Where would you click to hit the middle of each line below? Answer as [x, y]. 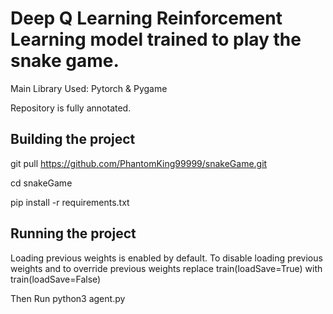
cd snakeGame [41, 183]
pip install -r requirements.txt [70, 202]
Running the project [73, 233]
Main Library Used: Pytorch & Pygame [89, 88]
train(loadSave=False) [56, 279]
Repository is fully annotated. [71, 108]
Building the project [73, 139]
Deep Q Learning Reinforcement [146, 18]
